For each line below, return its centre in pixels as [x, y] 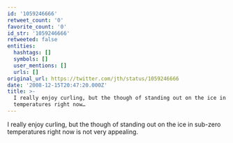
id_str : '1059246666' [39, 33]
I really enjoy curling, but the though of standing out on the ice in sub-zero [114, 124]
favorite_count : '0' [37, 27]
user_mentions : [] [40, 66]
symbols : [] [31, 59]
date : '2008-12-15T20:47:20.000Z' [58, 85]
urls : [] [26, 72]
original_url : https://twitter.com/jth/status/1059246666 [93, 78]
